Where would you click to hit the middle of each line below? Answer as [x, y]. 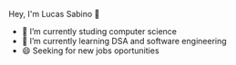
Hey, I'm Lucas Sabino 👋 [54, 14]
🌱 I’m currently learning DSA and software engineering [124, 41]
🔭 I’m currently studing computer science [99, 31]
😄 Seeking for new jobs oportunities [91, 51]
